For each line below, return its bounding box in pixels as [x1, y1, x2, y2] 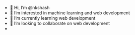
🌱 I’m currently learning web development [9, 15, 96, 21]
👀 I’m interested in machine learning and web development [9, 10, 130, 16]
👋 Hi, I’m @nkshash [9, 5, 50, 10]
